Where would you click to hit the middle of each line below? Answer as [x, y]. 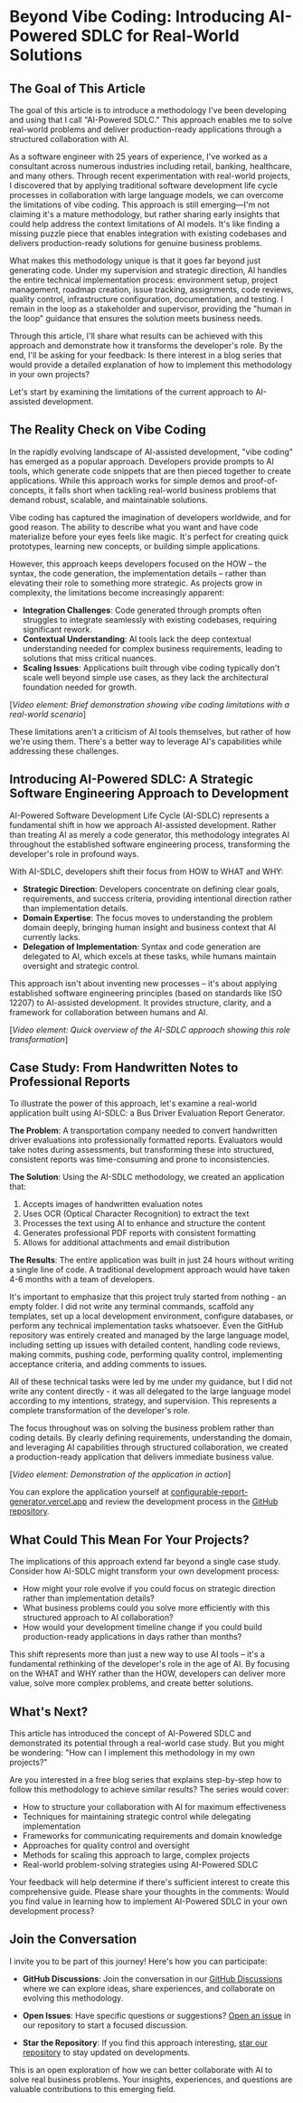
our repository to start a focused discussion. [105, 2025]
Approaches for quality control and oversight [106, 1846]
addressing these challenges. [64, 751]
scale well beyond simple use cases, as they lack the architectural [145, 677]
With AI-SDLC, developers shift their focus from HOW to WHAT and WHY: [147, 871]
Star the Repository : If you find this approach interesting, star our [145, 2042]
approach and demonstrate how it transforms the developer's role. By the [146, 345]
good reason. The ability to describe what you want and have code [134, 527]
